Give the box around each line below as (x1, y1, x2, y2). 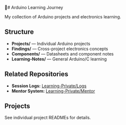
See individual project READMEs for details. (4, 115, 91, 121)
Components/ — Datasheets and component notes (11, 51, 114, 56)
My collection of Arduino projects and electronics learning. (4, 14, 121, 19)
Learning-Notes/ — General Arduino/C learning (11, 56, 107, 62)
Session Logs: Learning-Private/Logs (11, 83, 87, 89)
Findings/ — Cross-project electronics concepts (11, 46, 108, 52)
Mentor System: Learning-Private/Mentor (11, 88, 95, 94)
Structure (4, 28, 34, 36)
